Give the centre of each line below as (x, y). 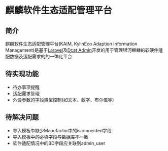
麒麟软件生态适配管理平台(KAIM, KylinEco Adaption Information (71, 44)
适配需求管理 (26, 93)
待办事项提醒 (26, 87)
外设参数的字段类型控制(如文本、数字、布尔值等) (63, 100)
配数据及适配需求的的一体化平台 (39, 56)
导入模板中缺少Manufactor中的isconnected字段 (62, 130)
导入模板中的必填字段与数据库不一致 (51, 137)
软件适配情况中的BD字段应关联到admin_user (59, 143)
